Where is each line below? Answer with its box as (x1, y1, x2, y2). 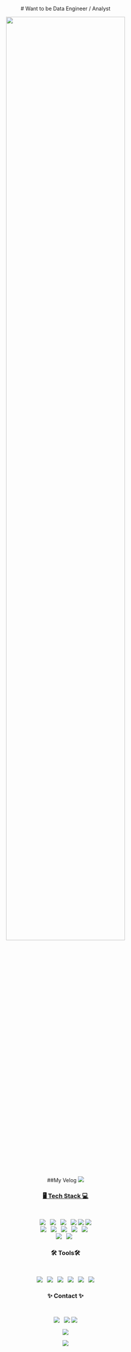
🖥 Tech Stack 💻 (42, 1192, 89, 1200)
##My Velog (47, 1177, 77, 1183)
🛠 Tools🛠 (51, 1249, 80, 1257)
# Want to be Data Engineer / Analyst (20, 5, 111, 12)
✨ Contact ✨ (47, 1292, 84, 1300)
